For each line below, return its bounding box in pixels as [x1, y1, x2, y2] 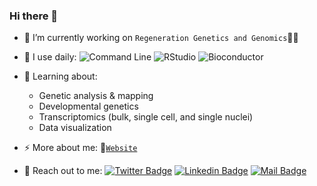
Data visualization [38, 122, 112, 134]
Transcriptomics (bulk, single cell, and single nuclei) [38, 111, 254, 123]
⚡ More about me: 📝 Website [23, 142, 138, 154]
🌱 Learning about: [23, 70, 98, 83]
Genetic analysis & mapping [38, 90, 154, 102]
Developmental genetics [38, 100, 139, 113]
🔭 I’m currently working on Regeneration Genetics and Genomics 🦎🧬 [23, 32, 299, 44]
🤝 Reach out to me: [23, 165, 103, 177]
